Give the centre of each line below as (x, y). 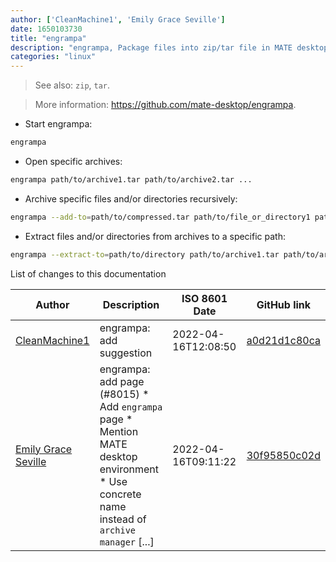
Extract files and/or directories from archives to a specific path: (155, 236)
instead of (123, 519)
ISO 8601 (204, 298)
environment (129, 469)
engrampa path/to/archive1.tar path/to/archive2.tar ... (131, 180)
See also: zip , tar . (72, 85)
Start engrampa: (58, 124)
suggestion (126, 353)
